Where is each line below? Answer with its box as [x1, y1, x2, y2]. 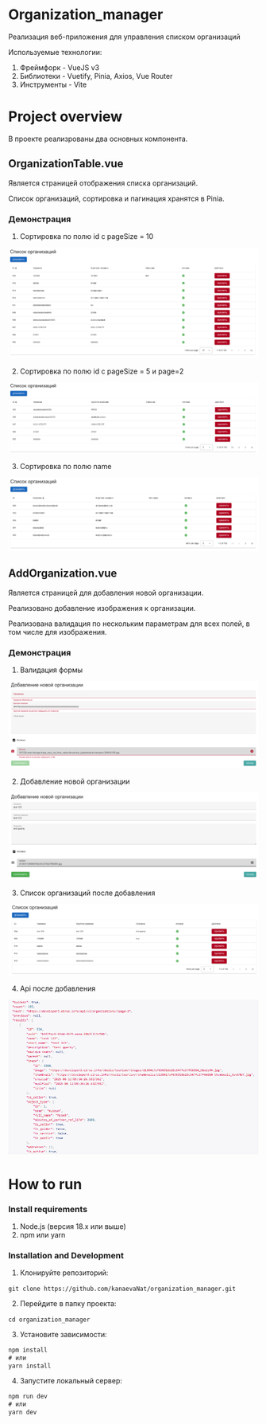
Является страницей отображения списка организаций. [8, 178, 199, 188]
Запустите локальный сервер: [19, 1376, 123, 1386]
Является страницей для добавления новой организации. [8, 588, 204, 597]
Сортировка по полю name [19, 462, 112, 471]
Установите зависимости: [19, 1330, 107, 1340]
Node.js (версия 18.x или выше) [19, 1221, 127, 1231]
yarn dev [8, 1408, 37, 1417]
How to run [8, 1175, 83, 1193]
